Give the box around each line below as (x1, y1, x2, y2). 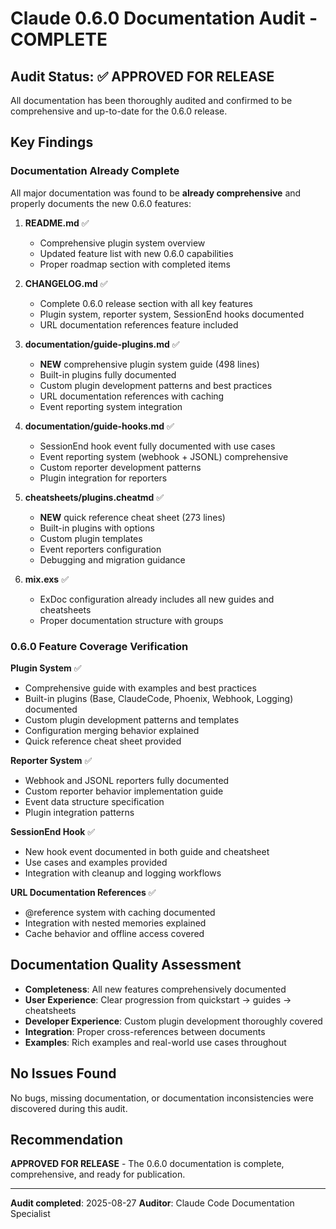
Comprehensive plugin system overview (39, 237, 206, 249)
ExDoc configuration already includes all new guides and (39, 593, 275, 605)
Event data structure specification (24, 795, 165, 807)
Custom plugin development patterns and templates (24, 713, 240, 726)
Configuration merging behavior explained (24, 724, 200, 736)
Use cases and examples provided (24, 856, 168, 868)
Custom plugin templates (39, 532, 143, 544)
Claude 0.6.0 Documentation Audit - (10, 7, 318, 30)
